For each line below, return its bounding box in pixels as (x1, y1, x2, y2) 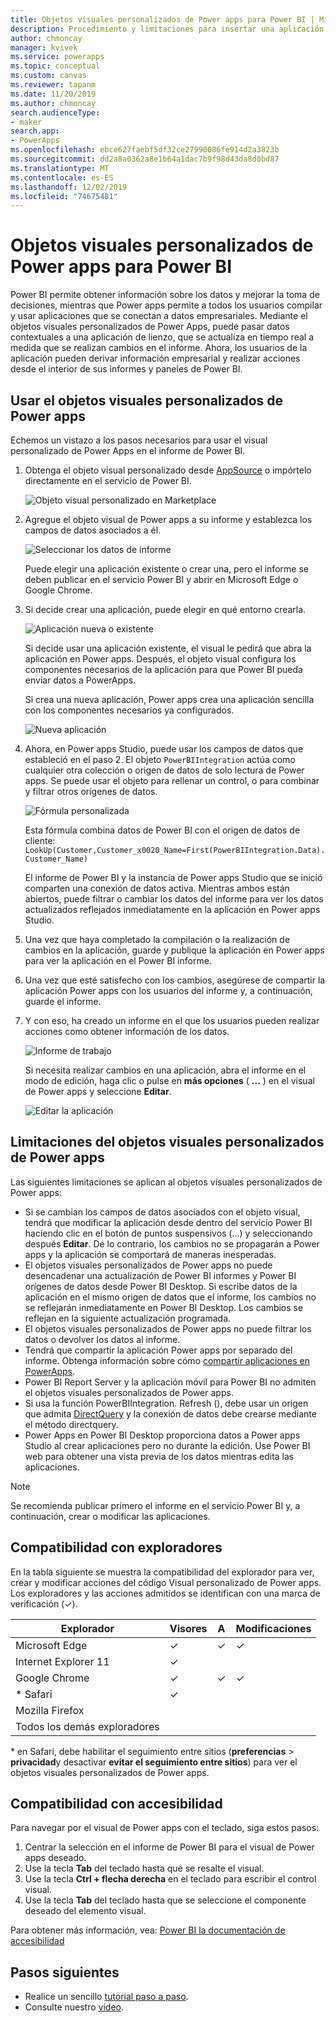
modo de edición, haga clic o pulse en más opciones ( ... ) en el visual (24, 1075, 315, 1086)
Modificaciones (235, 1621, 312, 1635)
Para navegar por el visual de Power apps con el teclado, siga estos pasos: (10, 1822, 320, 1834)
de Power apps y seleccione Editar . (24, 1086, 172, 1097)
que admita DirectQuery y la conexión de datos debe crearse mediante (24, 1407, 317, 1420)
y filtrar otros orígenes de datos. (24, 786, 158, 797)
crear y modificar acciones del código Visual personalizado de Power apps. (10, 1576, 322, 1588)
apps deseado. (24, 1852, 87, 1864)
